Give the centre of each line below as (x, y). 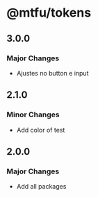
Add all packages (41, 187)
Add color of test (41, 130)
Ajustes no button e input (52, 73)
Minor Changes (33, 114)
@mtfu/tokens (49, 13)
